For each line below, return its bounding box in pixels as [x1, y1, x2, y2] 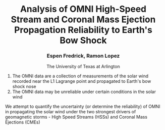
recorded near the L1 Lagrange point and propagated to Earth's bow [12, 78, 151, 84]
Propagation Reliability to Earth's [14, 25, 153, 35]
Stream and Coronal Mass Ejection [10, 14, 156, 25]
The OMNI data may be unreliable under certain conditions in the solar [12, 89, 156, 95]
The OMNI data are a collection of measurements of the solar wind [12, 73, 149, 79]
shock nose [12, 84, 36, 90]
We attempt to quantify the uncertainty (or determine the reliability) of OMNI [5, 103, 161, 109]
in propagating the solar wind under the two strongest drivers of [5, 109, 136, 115]
